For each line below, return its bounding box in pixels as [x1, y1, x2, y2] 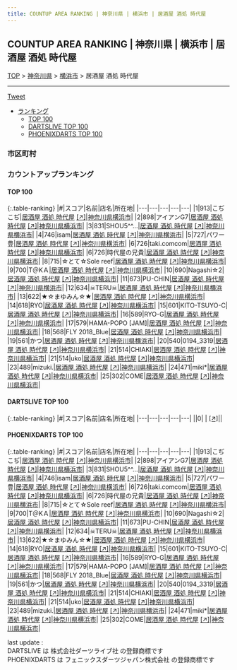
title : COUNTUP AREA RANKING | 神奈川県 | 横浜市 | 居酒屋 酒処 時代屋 [7, 10, 207, 18]
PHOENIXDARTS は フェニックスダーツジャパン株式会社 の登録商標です [7, 655, 215, 664]
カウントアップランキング [7, 170, 94, 180]
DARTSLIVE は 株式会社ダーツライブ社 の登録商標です [7, 646, 164, 654]
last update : [7, 637, 44, 647]
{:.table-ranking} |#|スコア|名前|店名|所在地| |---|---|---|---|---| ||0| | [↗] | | [7, 414, 223, 423]
